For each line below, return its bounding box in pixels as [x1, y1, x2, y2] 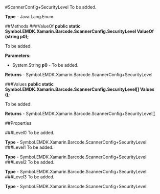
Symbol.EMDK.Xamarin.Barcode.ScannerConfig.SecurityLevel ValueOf [5, 28, 154, 34]
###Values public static [5, 81, 54, 87]
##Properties [5, 120, 32, 126]
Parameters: [5, 53, 31, 58]
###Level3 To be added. [5, 174, 55, 180]
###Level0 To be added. [5, 130, 55, 136]
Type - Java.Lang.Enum [5, 14, 54, 19]
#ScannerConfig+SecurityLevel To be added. [5, 4, 96, 10]
